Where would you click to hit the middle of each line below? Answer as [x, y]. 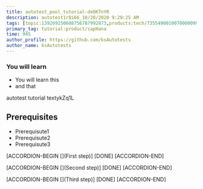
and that [25, 86]
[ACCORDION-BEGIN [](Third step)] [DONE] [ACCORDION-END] [86, 179]
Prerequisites [32, 117]
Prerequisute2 [33, 138]
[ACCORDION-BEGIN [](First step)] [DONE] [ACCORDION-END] [85, 156]
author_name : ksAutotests [39, 46]
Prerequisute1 [32, 131]
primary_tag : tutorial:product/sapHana [56, 29]
